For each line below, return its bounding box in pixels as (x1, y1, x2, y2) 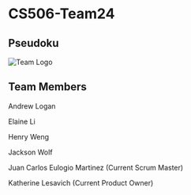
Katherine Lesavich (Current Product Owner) (8, 178, 154, 187)
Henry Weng (8, 132, 50, 141)
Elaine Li (8, 117, 36, 126)
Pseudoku (8, 36, 59, 50)
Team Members (8, 80, 87, 94)
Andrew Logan (8, 101, 56, 111)
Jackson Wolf (8, 147, 53, 157)
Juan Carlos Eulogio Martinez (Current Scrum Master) (8, 162, 184, 172)
